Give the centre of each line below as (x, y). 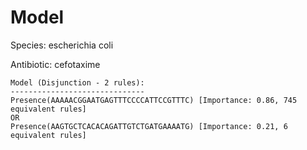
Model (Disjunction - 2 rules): (77, 82)
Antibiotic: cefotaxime (55, 64)
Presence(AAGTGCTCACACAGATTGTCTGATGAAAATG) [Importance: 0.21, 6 (149, 126)
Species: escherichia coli (62, 45)
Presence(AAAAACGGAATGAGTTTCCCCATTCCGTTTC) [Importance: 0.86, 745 (154, 100)
